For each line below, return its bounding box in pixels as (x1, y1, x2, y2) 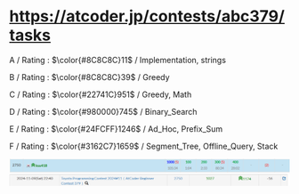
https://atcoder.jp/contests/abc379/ (9, 6, 285, 27)
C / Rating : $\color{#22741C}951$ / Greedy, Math (9, 89, 192, 100)
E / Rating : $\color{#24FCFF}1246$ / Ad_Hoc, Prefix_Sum (9, 123, 223, 134)
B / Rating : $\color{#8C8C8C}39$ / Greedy (9, 71, 171, 82)
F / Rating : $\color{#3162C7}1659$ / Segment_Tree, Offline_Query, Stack (9, 141, 279, 151)
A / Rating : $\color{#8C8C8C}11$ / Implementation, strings (9, 54, 227, 65)
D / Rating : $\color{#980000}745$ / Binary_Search (9, 106, 198, 117)
